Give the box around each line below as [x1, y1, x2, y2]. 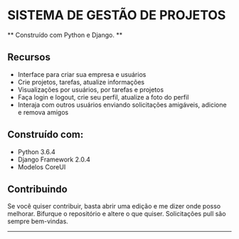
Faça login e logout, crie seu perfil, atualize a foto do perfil [17, 92, 189, 101]
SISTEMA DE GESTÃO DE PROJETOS [7, 7, 226, 23]
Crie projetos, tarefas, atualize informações [17, 78, 144, 86]
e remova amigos [17, 107, 69, 117]
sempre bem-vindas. [7, 217, 69, 225]
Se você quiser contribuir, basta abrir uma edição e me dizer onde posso [7, 202, 221, 211]
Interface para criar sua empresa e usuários [17, 70, 147, 78]
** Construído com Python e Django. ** [7, 31, 123, 39]
